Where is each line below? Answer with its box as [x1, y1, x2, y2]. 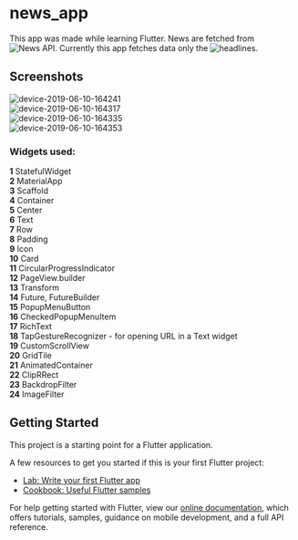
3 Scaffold [9, 185, 48, 196]
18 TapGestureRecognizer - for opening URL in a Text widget [9, 331, 239, 342]
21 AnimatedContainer [9, 359, 93, 371]
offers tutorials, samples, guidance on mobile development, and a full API [9, 512, 284, 523]
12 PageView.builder [9, 273, 86, 284]
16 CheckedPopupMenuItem [9, 311, 117, 322]
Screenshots [9, 69, 84, 85]
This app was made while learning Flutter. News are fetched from [9, 33, 255, 44]
